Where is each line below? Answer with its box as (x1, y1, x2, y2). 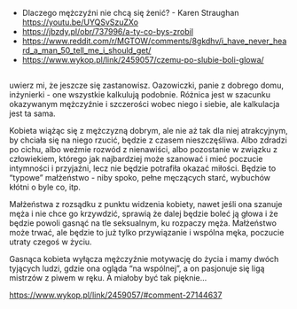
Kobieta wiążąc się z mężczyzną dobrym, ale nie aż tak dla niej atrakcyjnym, (9, 126, 288, 136)
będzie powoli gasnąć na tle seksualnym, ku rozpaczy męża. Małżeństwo (9, 218, 277, 228)
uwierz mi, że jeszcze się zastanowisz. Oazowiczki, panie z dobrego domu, (9, 80, 284, 91)
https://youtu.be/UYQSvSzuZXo (21, 17, 139, 27)
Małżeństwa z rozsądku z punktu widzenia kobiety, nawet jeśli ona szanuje (9, 199, 283, 210)
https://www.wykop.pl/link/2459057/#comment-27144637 (9, 290, 223, 300)
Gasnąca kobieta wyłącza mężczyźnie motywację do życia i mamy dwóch (9, 254, 279, 265)
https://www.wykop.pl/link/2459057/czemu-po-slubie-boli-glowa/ (21, 55, 264, 65)
